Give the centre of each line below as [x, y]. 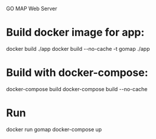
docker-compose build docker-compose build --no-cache [77, 89]
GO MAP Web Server [32, 9]
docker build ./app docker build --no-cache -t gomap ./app [78, 49]
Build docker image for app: [75, 33]
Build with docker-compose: [77, 73]
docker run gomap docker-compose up [54, 129]
